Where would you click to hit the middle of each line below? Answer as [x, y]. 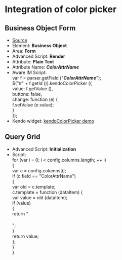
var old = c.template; [34, 187]
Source [19, 40]
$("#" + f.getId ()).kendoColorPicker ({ [52, 83]
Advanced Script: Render [38, 56]
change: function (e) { [35, 99]
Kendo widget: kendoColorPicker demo [53, 121]
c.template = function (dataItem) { [47, 192]
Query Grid [23, 137]
